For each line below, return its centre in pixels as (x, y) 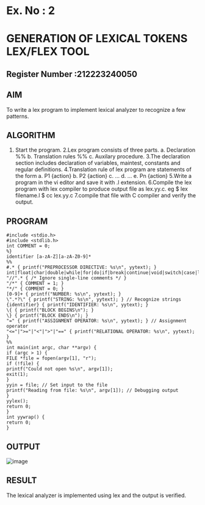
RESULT (22, 481)
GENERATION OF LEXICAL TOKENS (97, 39)
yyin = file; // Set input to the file (57, 385)
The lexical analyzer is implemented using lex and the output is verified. (96, 495)
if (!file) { (23, 364)
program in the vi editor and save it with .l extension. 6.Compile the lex (103, 182)
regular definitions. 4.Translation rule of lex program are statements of (103, 169)
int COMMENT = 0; (28, 246)
